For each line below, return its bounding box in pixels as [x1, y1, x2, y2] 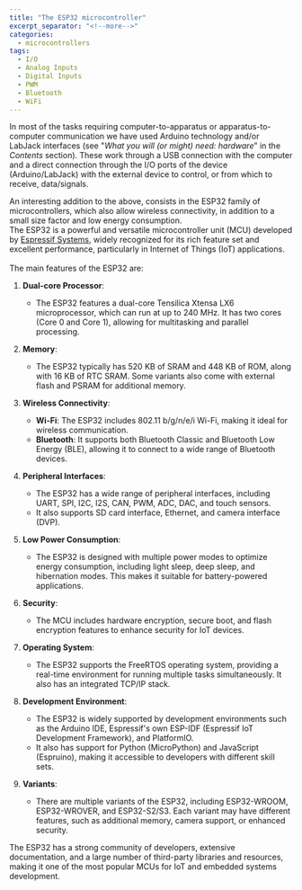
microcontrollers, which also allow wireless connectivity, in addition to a [9, 206, 275, 217]
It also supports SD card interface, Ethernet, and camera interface [35, 507, 280, 518]
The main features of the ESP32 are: [9, 263, 144, 274]
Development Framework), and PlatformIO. [35, 733, 194, 743]
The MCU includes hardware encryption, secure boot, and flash [35, 615, 272, 626]
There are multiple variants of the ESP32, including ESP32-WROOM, [35, 797, 289, 807]
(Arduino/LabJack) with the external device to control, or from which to [9, 169, 272, 180]
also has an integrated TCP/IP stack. [35, 679, 171, 690]
